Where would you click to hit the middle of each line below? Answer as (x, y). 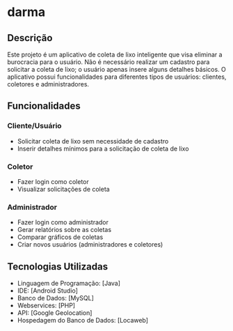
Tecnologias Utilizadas (58, 267)
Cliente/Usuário (34, 126)
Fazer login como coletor (53, 181)
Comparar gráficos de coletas (60, 237)
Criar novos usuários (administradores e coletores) (90, 245)
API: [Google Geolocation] (55, 313)
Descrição (30, 38)
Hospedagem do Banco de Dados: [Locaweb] (82, 321)
